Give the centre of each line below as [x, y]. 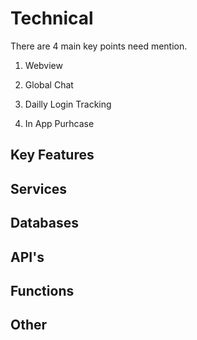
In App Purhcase [59, 123]
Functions [42, 290]
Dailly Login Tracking [68, 104]
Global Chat [49, 84]
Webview [43, 65]
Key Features [52, 155]
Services [39, 188]
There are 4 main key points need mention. [99, 46]
